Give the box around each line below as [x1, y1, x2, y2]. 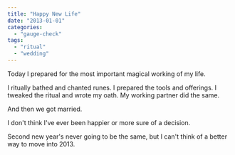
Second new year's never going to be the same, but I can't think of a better [7, 132, 228, 141]
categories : [7, 23, 43, 31]
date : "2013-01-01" [7, 17, 66, 24]
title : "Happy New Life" [7, 10, 81, 18]
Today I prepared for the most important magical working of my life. [7, 69, 206, 78]
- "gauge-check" [14, 30, 62, 38]
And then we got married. [7, 105, 83, 113]
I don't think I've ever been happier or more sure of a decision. [7, 118, 191, 127]
